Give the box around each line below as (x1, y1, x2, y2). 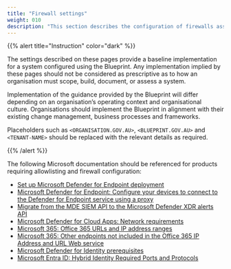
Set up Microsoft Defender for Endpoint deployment (16, 181, 164, 189)
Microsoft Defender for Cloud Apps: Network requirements (16, 217, 184, 226)
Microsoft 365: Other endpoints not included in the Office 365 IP (16, 232, 199, 240)
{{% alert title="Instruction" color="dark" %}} (7, 42, 136, 50)
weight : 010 (7, 17, 41, 23)
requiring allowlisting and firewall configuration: (7, 167, 142, 176)
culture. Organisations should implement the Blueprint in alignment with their (7, 105, 224, 114)
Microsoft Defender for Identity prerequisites (16, 246, 144, 255)
